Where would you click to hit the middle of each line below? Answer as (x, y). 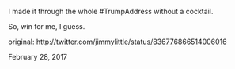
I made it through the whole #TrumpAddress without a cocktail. (111, 11)
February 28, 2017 (38, 57)
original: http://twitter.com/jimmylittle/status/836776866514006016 (117, 42)
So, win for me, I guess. (47, 26)
